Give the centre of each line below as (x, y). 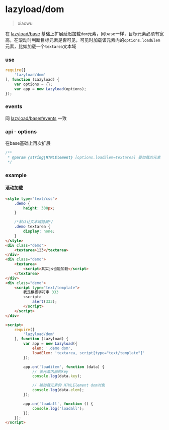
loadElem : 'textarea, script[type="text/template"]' (88, 353)
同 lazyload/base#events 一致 (36, 118)
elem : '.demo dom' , (52, 348)
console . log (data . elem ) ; (58, 390)
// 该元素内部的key (50, 371)
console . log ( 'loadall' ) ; (58, 408)
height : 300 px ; (39, 208)
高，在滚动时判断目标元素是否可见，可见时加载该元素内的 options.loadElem (83, 40)
